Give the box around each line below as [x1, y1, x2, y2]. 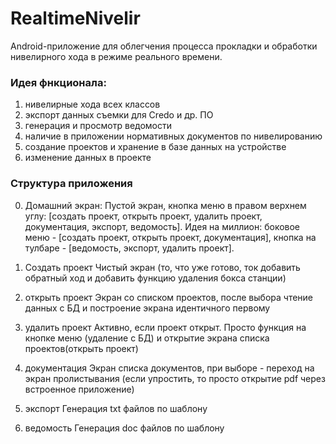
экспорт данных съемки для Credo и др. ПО [24, 109, 214, 121]
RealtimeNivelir [10, 7, 141, 30]
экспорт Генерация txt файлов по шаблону [24, 402, 208, 414]
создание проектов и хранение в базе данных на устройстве [24, 141, 287, 153]
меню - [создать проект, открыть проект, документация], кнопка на [24, 231, 317, 243]
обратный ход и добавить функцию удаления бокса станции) [24, 272, 287, 284]
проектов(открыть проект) [24, 342, 139, 354]
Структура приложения [10, 177, 133, 191]
